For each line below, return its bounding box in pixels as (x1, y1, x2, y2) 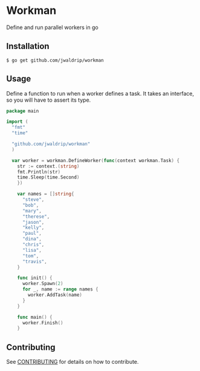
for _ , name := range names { (22, 286, 98, 292)
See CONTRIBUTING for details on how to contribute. (6, 358, 139, 366)
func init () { (17, 275, 53, 281)
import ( (6, 119, 28, 125)
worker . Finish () (22, 320, 63, 326)
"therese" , (22, 213, 50, 220)
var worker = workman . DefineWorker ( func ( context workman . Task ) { (11, 157, 180, 163)
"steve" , (22, 197, 45, 203)
